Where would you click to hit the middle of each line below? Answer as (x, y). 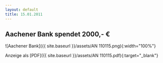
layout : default (22, 10)
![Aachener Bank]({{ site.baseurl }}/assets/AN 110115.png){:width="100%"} (81, 46)
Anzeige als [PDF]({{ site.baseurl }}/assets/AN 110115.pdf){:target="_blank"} (82, 56)
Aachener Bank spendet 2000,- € (58, 34)
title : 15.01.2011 (24, 14)
